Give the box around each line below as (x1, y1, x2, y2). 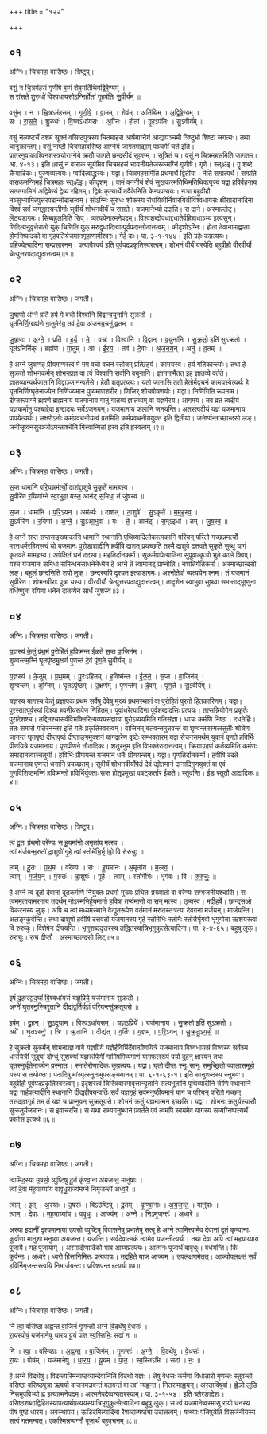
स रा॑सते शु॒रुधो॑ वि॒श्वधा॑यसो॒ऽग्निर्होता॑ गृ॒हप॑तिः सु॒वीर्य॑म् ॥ (9, 92, 141, 101)
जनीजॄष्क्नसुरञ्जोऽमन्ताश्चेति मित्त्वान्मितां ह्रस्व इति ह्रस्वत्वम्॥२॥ (9, 422, 164, 432)
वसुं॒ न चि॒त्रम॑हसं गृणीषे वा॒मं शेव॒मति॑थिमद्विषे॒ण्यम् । (9, 83, 126, 92)
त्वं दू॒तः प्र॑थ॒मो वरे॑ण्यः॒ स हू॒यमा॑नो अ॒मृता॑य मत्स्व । (9, 838, 124, 847)
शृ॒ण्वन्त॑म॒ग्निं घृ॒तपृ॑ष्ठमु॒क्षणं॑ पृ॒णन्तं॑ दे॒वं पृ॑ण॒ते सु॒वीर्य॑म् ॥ (9, 656, 132, 666)
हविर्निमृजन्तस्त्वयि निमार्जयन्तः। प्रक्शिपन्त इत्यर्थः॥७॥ (9, 1260, 141, 1270)
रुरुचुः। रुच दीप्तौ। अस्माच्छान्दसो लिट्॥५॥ (9, 932, 120, 942)
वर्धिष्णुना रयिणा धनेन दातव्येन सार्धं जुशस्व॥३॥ (9, 586, 125, 596)
